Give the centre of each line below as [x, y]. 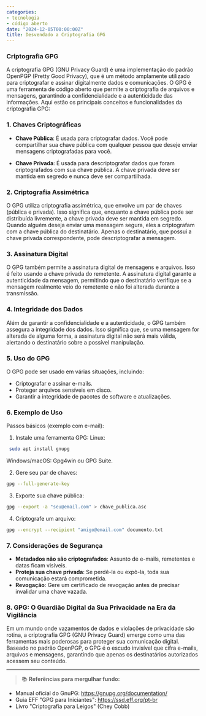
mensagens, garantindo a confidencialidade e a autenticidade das [90, 96]
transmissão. [23, 294]
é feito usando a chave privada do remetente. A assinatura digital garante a [101, 274]
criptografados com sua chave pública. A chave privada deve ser [97, 169]
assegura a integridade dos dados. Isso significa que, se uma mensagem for [103, 329]
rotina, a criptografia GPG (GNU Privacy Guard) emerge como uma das [96, 635]
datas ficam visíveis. [41, 565]
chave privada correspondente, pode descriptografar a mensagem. [91, 238]
